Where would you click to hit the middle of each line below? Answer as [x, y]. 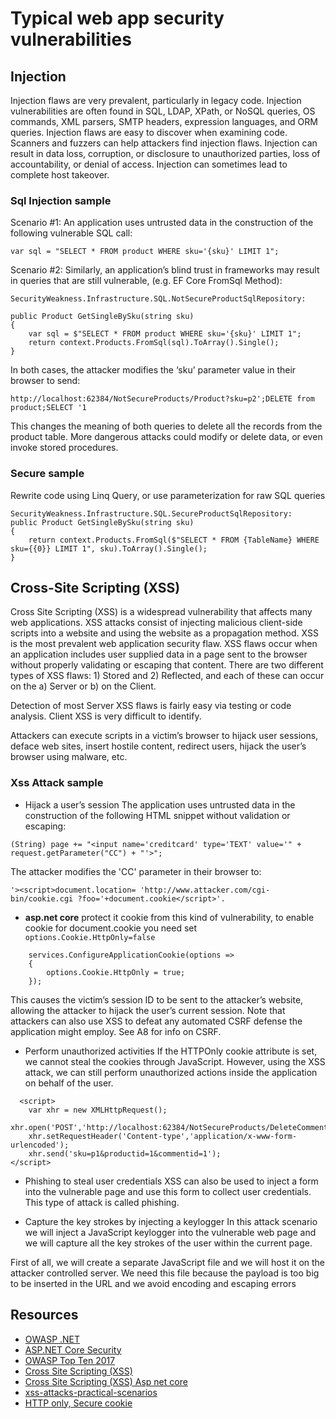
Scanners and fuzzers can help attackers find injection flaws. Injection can [164, 143]
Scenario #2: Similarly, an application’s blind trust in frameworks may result [165, 270]
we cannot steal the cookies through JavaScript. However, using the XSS [175, 1061]
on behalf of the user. [69, 1083]
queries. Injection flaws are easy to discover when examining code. [149, 132]
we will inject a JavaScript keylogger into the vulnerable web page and [170, 1232]
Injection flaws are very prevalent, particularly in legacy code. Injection [156, 100]
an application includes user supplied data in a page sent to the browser [159, 654]
